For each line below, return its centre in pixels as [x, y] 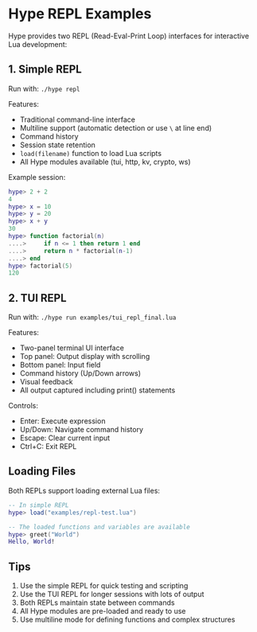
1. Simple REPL [45, 70]
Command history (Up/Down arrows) [80, 373]
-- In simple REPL [39, 505]
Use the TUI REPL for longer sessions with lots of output [112, 595]
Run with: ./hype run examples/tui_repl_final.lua [92, 317]
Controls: [23, 406]
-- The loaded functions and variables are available [99, 527]
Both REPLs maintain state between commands [97, 603]
